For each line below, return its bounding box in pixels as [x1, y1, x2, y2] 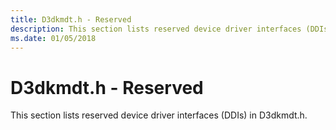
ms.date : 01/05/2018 [10, 33, 97, 43]
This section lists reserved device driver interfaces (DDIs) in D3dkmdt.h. [10, 109, 308, 121]
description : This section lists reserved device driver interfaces [10, 24, 302, 34]
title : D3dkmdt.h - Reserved [10, 14, 132, 25]
